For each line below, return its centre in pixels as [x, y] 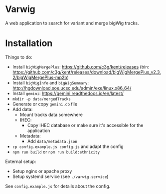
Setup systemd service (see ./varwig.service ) [60, 176]
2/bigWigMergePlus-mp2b [40, 77]
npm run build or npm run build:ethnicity [56, 151]
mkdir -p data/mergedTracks [41, 99]
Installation [29, 43]
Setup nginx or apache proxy [42, 171]
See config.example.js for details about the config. [58, 186]
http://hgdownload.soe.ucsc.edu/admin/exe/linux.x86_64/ [72, 88]
